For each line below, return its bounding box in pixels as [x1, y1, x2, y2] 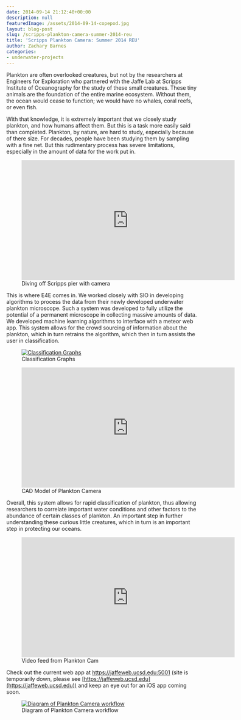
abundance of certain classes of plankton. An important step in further [6, 512, 183, 519]
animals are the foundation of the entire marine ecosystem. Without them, [6, 90, 191, 98]
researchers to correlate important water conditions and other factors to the [6, 505, 197, 513]
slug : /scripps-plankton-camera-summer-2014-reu [6, 32, 132, 38]
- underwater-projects [6, 54, 64, 60]
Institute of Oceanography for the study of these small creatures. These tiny [6, 84, 197, 92]
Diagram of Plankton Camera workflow [21, 706, 119, 714]
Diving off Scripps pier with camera [21, 279, 111, 287]
